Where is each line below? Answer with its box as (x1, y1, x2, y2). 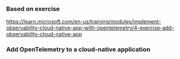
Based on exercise (6, 5, 60, 13)
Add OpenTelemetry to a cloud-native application (6, 45, 150, 54)
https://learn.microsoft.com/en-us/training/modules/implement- (6, 18, 161, 25)
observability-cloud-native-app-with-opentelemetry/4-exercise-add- (6, 24, 174, 31)
